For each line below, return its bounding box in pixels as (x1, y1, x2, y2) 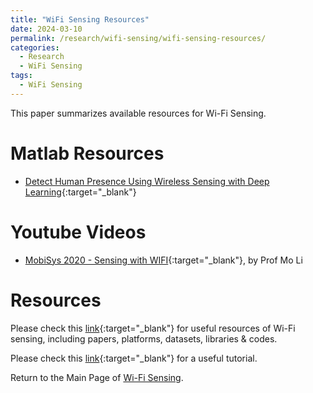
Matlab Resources (10, 142, 165, 165)
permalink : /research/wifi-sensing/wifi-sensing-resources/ (10, 33, 267, 43)
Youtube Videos (10, 221, 147, 243)
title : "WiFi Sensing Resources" (10, 14, 150, 25)
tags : (10, 71, 33, 81)
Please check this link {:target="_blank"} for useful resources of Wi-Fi (10, 322, 296, 334)
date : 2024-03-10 (10, 24, 83, 34)
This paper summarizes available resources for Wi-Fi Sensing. (10, 107, 267, 119)
